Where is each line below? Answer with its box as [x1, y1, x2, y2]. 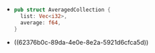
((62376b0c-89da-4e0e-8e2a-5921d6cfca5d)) [13, 38, 149, 46]
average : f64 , [20, 19, 61, 26]
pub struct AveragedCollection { [13, 6, 111, 13]
